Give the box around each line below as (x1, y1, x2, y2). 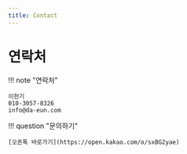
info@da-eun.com (8, 106, 61, 114)
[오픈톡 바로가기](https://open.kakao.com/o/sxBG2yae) (8, 138, 180, 146)
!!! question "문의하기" (8, 121, 79, 130)
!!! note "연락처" (8, 75, 58, 85)
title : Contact (8, 11, 58, 20)
